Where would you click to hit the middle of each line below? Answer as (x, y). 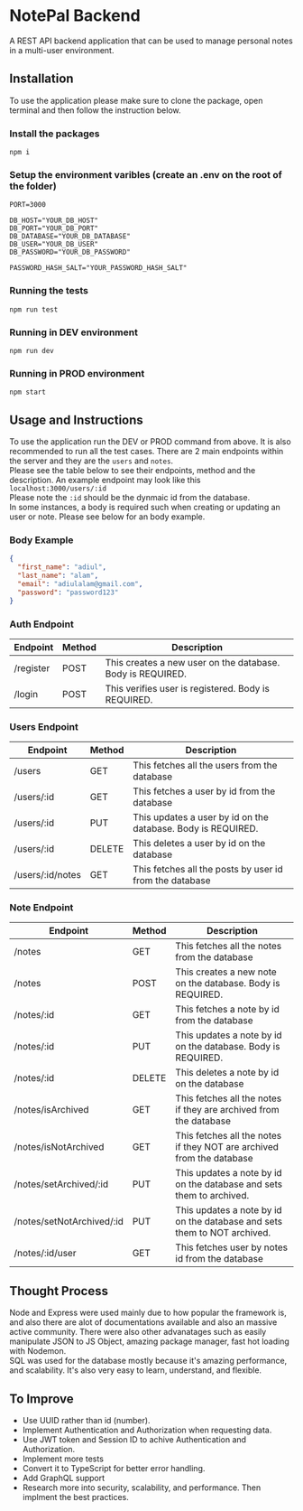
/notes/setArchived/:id (61, 1184)
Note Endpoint (41, 908)
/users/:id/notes (47, 875)
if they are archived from (227, 1110)
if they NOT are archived (227, 1147)
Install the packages (55, 134)
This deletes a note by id (227, 1073)
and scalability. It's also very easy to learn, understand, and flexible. (136, 1370)
